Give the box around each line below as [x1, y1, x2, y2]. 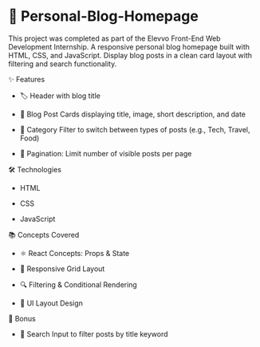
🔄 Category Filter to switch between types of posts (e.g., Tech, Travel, [19, 124, 250, 134]
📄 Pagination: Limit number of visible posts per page [19, 148, 192, 158]
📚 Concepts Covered [8, 230, 80, 239]
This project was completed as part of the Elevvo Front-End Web [8, 34, 221, 43]
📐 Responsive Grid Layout [19, 263, 105, 274]
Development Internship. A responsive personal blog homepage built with [8, 41, 250, 51]
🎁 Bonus [8, 313, 36, 323]
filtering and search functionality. [8, 59, 117, 69]
